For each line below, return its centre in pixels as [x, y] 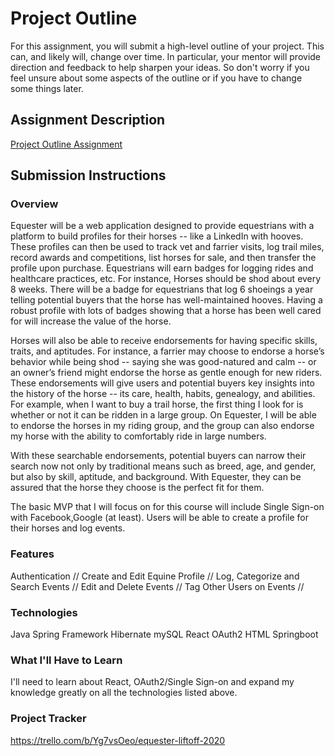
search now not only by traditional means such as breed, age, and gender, [163, 466]
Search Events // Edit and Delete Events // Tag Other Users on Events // [157, 586]
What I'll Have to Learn [66, 660]
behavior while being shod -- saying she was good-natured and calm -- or [163, 362]
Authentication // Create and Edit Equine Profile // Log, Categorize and [155, 576]
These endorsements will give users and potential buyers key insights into [162, 383]
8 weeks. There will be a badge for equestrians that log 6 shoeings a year [162, 289]
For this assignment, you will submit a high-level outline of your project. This [167, 46]
